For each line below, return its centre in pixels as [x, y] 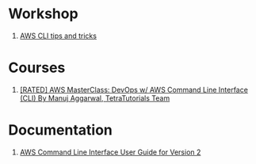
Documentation [61, 130]
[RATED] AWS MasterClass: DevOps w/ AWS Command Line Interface [134, 90]
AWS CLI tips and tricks [58, 36]
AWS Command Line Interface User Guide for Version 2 [110, 152]
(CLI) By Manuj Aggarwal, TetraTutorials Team [95, 98]
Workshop [43, 14]
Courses [37, 68]
